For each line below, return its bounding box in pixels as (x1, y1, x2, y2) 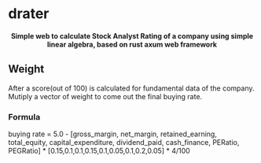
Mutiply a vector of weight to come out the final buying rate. (8, 91, 203, 101)
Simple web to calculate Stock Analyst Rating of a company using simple (10, 31, 254, 40)
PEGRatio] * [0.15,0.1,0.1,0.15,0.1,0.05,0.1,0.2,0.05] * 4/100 (8, 146, 190, 155)
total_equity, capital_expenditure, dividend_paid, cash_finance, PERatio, (8, 137, 240, 146)
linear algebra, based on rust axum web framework (46, 39, 218, 49)
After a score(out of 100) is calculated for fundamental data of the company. (8, 83, 255, 93)
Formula (8, 111, 41, 122)
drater (8, 5, 50, 23)
